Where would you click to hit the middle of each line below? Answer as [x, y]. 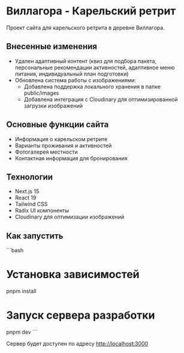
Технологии [29, 177]
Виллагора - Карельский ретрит [91, 11]
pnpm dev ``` [22, 332]
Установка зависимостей [73, 275]
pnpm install [21, 291]
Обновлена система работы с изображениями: [76, 80]
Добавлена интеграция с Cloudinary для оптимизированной [101, 99]
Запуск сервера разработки [81, 315]
